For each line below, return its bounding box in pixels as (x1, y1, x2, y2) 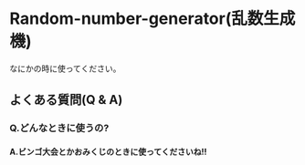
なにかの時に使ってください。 (9, 63, 121, 74)
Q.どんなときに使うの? (9, 122, 110, 135)
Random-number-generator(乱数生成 (9, 8, 296, 29)
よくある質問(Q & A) (9, 92, 123, 108)
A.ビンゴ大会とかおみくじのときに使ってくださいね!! (9, 146, 207, 157)
